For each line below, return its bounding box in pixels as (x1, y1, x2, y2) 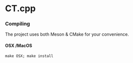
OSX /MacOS (5, 42, 33, 49)
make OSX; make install (5, 53, 54, 59)
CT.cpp (5, 3, 36, 14)
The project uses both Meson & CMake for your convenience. (5, 31, 129, 37)
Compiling (5, 21, 30, 27)
